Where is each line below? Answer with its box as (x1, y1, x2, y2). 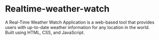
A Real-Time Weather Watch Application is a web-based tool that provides (5, 19, 155, 25)
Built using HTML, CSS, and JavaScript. (5, 29, 85, 35)
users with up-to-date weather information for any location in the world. (5, 24, 150, 30)
